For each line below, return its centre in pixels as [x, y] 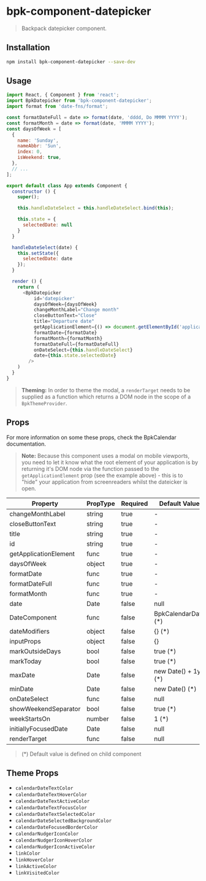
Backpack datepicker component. [64, 28]
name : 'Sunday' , [38, 140]
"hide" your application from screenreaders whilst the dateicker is [105, 482]
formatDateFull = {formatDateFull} [76, 344]
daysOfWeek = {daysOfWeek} [65, 304]
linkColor [28, 854]
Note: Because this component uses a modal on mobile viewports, [105, 456]
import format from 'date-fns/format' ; [57, 107]
